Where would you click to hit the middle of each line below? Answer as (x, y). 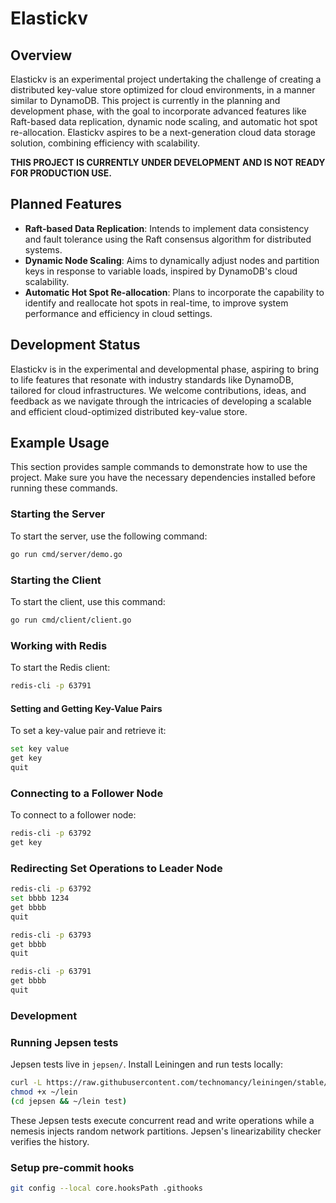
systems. (43, 249)
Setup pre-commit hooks (72, 1167)
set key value (40, 749)
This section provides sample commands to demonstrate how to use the (159, 467)
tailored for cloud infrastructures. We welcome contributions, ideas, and (158, 390)
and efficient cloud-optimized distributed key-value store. (129, 411)
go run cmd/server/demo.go (66, 554)
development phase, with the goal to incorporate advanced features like (158, 111)
